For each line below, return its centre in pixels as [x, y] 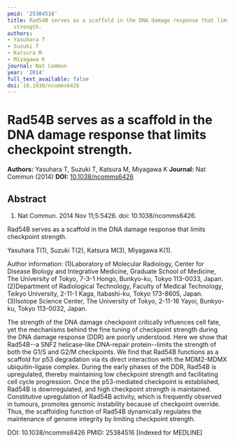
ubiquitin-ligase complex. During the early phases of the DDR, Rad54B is [112, 367]
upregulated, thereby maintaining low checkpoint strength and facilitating [113, 374]
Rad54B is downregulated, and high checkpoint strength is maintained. [109, 389]
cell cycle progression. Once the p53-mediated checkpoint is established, [114, 382]
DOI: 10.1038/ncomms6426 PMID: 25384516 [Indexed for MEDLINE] [105, 432]
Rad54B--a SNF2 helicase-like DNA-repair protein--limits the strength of [112, 345]
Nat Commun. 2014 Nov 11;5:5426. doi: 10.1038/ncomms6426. [107, 216]
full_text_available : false [48, 79]
